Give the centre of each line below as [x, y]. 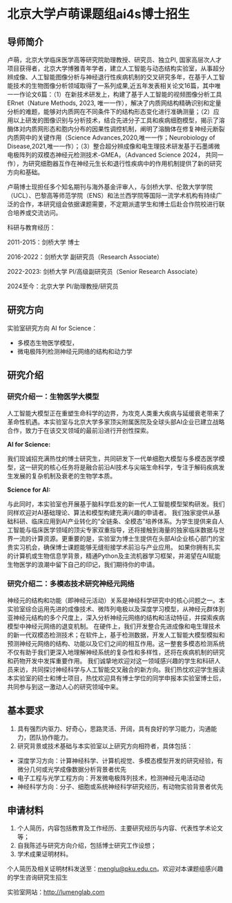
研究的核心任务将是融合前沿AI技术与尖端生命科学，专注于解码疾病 [125, 467]
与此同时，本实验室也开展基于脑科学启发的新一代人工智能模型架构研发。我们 [116, 504]
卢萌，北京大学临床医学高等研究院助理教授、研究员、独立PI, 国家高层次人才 [115, 60]
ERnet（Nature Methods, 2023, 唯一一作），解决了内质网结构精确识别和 [108, 103]
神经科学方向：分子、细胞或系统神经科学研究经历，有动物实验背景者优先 [120, 786]
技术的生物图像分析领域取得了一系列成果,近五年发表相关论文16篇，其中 [114, 86]
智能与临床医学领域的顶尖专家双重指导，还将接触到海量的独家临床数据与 [116, 530]
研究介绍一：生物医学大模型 [53, 397]
